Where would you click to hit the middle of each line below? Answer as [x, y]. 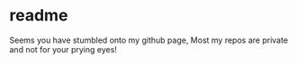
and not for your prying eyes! [63, 49]
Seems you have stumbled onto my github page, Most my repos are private [149, 40]
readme [39, 16]
